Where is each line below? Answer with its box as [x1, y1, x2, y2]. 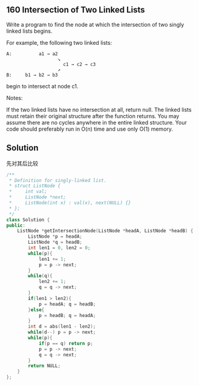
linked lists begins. [6, 27, 53, 34]
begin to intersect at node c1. [6, 82, 79, 90]
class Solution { [6, 217, 50, 223]
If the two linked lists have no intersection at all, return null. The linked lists [6, 106, 192, 113]
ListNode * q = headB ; [28, 239, 83, 246]
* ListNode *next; [8, 194, 67, 200]
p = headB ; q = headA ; [38, 312, 96, 318]
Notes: [6, 94, 23, 102]
